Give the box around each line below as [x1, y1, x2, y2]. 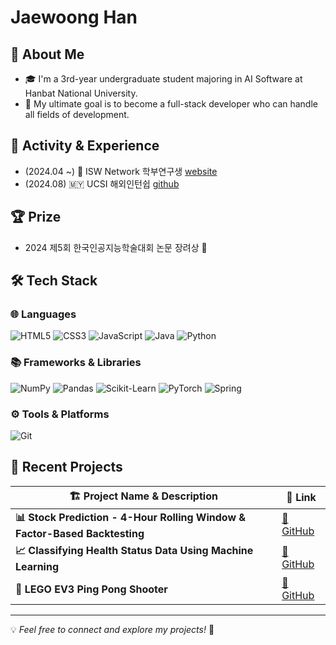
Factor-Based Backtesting [15, 526, 145, 540]
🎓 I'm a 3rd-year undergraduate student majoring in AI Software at [24, 73, 303, 85]
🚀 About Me [10, 46, 85, 63]
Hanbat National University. [24, 87, 138, 99]
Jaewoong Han [10, 6, 138, 29]
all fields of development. [24, 109, 130, 120]
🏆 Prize [10, 209, 62, 226]
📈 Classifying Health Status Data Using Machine [15, 543, 254, 557]
